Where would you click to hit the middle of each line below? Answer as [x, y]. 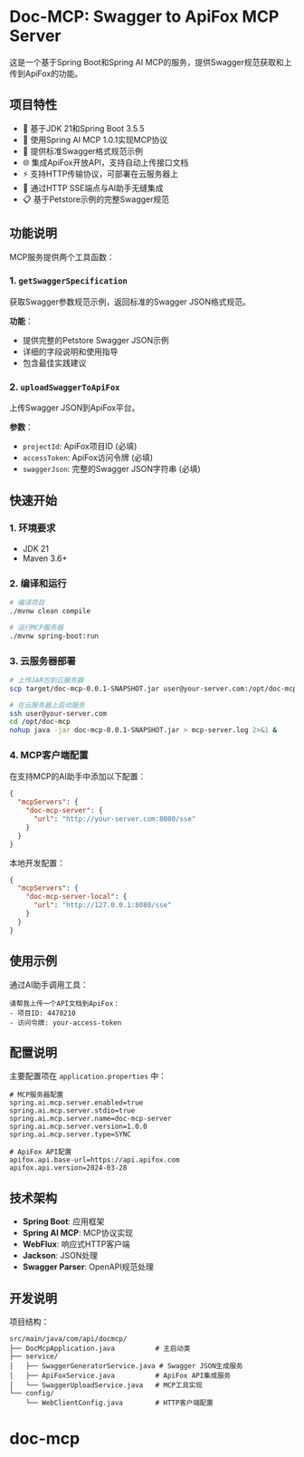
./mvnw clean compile [50, 612]
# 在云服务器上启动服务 [47, 705]
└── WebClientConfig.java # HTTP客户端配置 [120, 1403]
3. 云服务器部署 [43, 661]
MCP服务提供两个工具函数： [62, 256]
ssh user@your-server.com [58, 713]
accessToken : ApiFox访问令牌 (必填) [88, 458]
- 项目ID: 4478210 [43, 1013]
